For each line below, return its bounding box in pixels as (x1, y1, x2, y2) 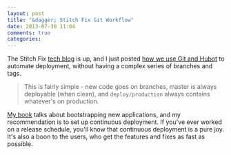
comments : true (7, 29, 51, 37)
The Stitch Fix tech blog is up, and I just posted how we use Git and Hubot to (7, 54, 225, 63)
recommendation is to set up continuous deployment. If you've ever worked (7, 118, 223, 126)
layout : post (7, 10, 45, 17)
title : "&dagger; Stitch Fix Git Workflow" (7, 17, 134, 23)
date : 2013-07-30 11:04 (7, 23, 76, 30)
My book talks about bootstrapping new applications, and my (7, 111, 181, 119)
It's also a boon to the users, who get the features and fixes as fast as (7, 132, 205, 141)
